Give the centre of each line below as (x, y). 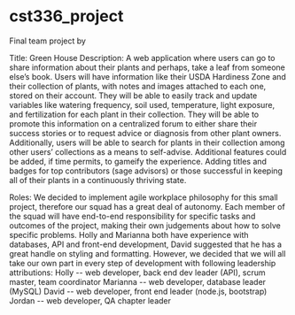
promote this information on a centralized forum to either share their (133, 123)
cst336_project (66, 16)
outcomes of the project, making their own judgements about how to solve (145, 225)
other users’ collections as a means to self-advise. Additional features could (148, 151)
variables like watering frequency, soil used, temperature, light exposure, (142, 104)
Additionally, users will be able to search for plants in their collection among (147, 142)
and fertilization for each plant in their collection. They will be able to (134, 114)
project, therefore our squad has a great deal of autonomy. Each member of (147, 206)
